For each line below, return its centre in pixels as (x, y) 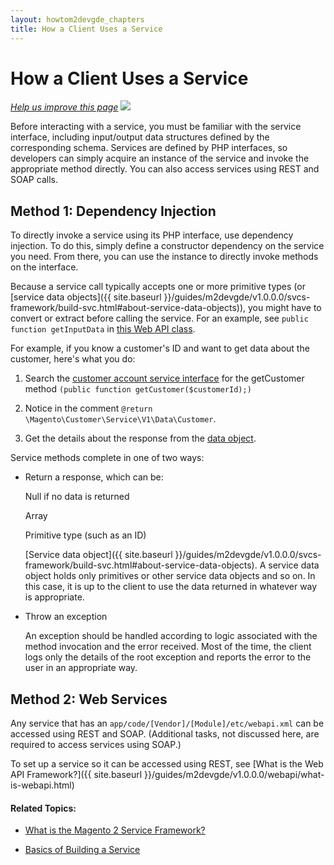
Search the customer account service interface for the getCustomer (164, 378)
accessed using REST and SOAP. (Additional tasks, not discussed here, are (165, 734)
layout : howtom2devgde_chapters (77, 19)
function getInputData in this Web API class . (103, 329)
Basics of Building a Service (82, 850)
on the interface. (44, 267)
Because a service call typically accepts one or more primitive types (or (158, 287)
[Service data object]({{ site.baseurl (98, 555)
